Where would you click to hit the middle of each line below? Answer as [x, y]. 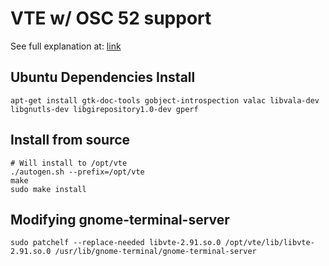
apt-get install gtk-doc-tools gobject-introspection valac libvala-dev [165, 100]
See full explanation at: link [66, 46]
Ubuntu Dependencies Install [103, 77]
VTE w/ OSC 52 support [111, 18]
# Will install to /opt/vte [69, 163]
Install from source [70, 140]
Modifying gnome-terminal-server [120, 219]
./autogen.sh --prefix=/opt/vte [77, 172]
